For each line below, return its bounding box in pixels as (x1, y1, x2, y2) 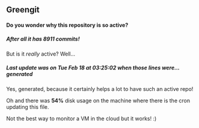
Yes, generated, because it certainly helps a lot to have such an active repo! (6, 85, 194, 92)
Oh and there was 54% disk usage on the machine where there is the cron (6, 97, 191, 104)
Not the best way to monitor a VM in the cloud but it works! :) (6, 115, 157, 122)
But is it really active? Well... (6, 50, 76, 57)
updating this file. (6, 103, 49, 110)
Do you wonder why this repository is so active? (6, 21, 129, 29)
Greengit (6, 5, 40, 15)
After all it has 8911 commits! (6, 35, 80, 42)
